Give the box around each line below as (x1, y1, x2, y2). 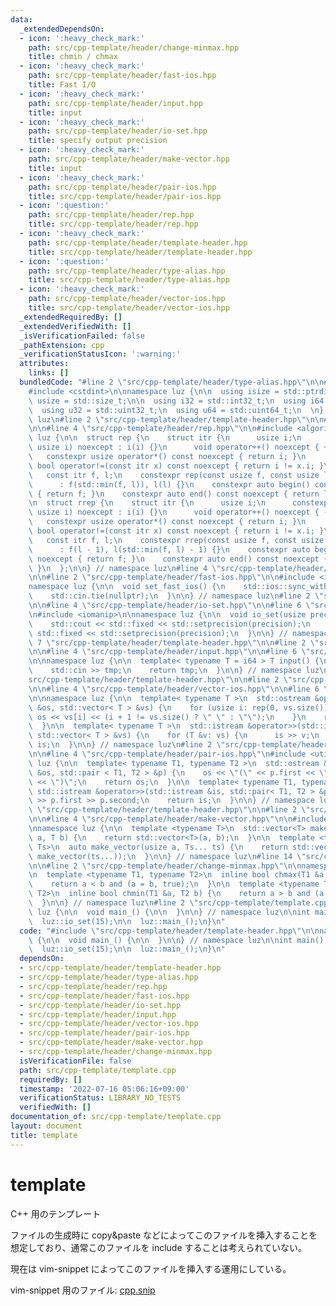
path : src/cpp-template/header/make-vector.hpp (28, 154, 230, 164)
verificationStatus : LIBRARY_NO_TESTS (19, 1093, 182, 1103)
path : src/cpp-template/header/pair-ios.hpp (28, 182, 217, 192)
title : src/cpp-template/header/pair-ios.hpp (28, 191, 222, 201)
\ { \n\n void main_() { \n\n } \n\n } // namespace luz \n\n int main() (28, 935, 325, 945)
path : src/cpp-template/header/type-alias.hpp (28, 266, 226, 276)
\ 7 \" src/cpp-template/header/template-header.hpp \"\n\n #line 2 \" (28, 637, 320, 648)
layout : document (10, 1121, 83, 1131)
